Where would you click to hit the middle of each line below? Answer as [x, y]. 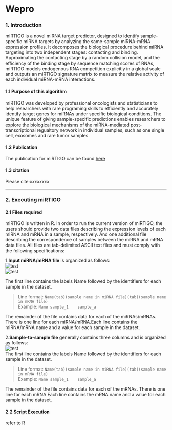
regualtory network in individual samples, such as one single [101, 130]
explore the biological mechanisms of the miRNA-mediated [67, 125]
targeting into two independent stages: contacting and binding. [72, 52]
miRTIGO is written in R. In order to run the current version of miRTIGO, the [84, 223]
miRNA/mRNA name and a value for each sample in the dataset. [72, 327]
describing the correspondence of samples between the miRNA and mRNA [84, 240]
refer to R [15, 423]
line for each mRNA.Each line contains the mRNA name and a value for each [85, 395]
